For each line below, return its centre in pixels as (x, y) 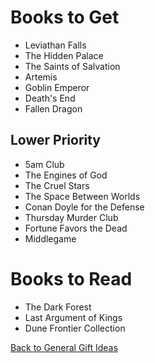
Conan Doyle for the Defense (84, 207)
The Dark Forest (58, 307)
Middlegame (50, 238)
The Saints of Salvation (72, 66)
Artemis (41, 77)
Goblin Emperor (57, 87)
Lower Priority (56, 140)
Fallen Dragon (53, 108)
